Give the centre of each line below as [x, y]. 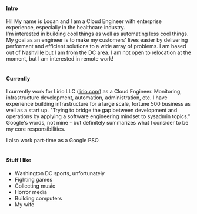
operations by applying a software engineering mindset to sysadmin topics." [98, 116]
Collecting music [35, 186]
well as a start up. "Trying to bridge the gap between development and [92, 110]
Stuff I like [19, 160]
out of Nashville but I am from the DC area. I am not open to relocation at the [98, 52]
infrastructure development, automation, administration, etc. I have [87, 98]
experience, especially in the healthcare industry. [66, 28]
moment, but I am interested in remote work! [60, 59]
